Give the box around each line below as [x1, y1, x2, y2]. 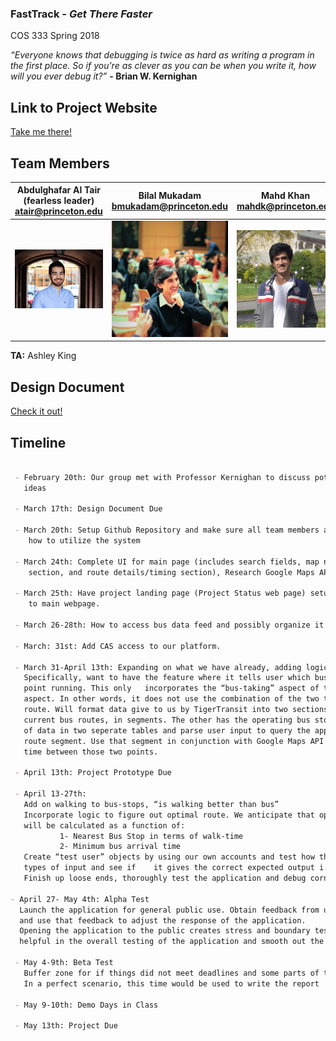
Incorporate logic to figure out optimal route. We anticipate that [23, 810, 315, 820]
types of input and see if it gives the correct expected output [23, 863, 315, 873]
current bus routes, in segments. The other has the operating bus [23, 715, 311, 725]
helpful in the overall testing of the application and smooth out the [19, 937, 325, 947]
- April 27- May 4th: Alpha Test [10, 894, 150, 904]
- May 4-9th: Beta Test [14, 958, 114, 968]
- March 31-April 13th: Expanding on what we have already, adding [14, 662, 302, 672]
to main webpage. [28, 599, 101, 609]
